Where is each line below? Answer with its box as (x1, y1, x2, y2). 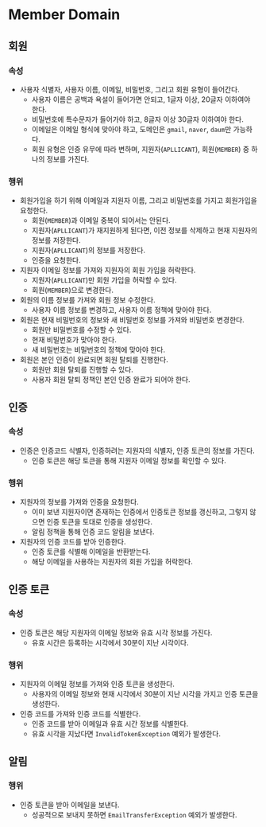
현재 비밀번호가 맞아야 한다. (31, 335, 117, 345)
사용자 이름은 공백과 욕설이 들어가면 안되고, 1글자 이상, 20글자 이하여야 (31, 94, 251, 104)
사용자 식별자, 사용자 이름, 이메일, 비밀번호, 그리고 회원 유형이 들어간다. (19, 84, 240, 94)
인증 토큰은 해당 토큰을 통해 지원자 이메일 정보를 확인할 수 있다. (31, 455, 226, 465)
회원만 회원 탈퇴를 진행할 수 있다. (31, 365, 133, 375)
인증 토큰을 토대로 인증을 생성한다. (46, 517, 153, 527)
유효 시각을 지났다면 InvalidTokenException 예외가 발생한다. (31, 729, 221, 739)
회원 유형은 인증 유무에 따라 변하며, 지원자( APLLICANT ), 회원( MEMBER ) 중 (31, 144, 250, 154)
